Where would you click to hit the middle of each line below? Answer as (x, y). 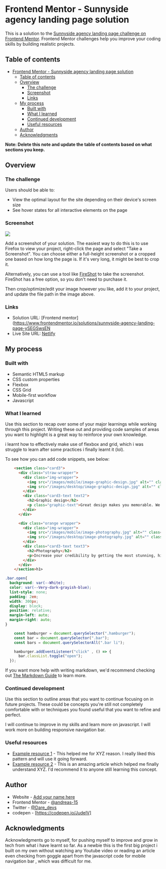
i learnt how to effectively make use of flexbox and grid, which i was (74, 444)
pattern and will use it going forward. (50, 759)
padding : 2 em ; (24, 597)
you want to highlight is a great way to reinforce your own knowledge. (76, 434)
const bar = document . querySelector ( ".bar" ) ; (62, 638)
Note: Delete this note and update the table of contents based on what (79, 144)
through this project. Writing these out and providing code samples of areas (82, 430)
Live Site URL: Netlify (34, 334)
